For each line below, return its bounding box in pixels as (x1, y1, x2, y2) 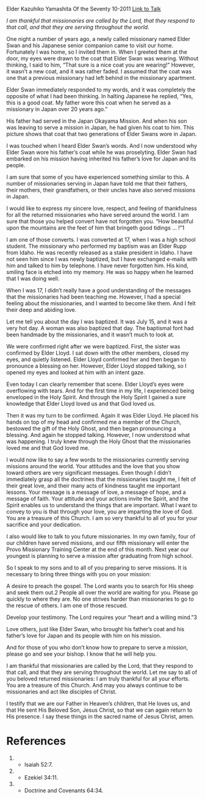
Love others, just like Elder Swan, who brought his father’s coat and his (6, 626, 185, 632)
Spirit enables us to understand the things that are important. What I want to (6, 502, 197, 508)
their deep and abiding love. (6, 306, 77, 313)
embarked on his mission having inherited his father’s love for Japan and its (6, 155, 196, 162)
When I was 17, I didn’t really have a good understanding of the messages (6, 287, 191, 294)
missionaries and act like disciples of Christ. (6, 688, 117, 695)
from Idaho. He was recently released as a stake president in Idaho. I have (6, 249, 193, 256)
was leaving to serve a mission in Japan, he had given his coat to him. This (6, 124, 194, 131)
